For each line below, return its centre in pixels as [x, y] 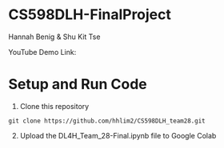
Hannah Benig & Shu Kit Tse [54, 37]
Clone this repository [54, 106]
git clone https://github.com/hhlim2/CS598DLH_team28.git [107, 121]
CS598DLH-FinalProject [90, 15]
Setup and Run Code [78, 84]
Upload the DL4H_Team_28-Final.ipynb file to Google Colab [118, 135]
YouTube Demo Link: [42, 52]
